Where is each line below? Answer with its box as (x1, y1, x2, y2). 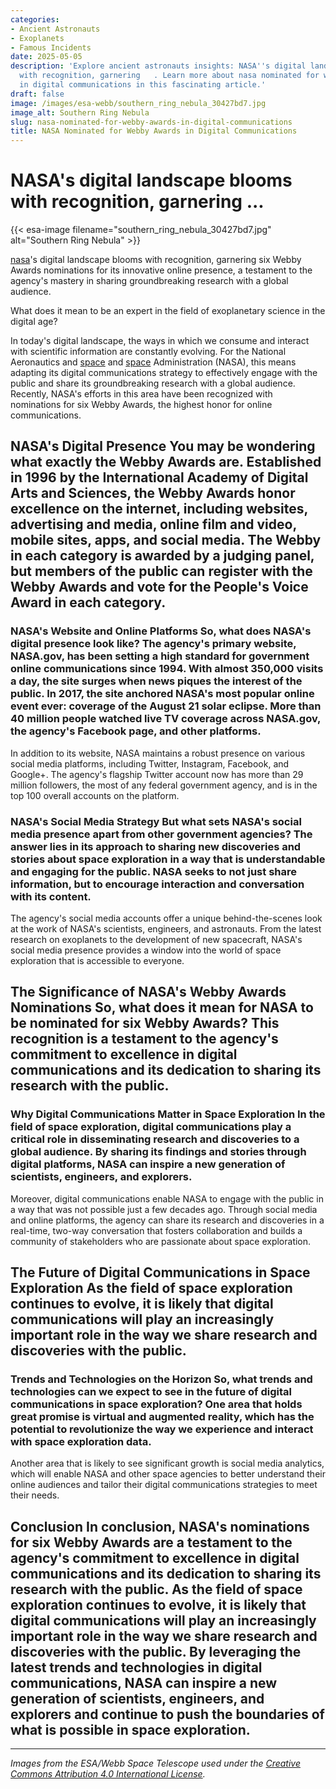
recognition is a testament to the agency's (10, 1031, 279, 1048)
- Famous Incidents (10, 42, 92, 53)
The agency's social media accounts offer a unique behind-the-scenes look (10, 912, 323, 925)
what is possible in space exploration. (10, 1721, 251, 1738)
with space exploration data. (10, 1435, 152, 1449)
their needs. (10, 1489, 60, 1501)
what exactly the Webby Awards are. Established (10, 454, 322, 471)
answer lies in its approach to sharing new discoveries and (10, 839, 302, 853)
